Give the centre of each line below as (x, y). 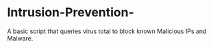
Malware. (20, 38)
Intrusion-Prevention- (71, 13)
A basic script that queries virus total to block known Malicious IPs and (107, 31)
